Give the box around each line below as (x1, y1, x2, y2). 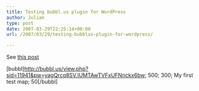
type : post (6, 20, 34, 26)
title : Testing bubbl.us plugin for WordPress (6, 8, 126, 15)
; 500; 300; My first (144, 72, 194, 79)
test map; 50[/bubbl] (6, 78, 58, 86)
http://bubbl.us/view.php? (24, 65, 89, 73)
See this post (6, 53, 39, 61)
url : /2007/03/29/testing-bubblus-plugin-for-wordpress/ (6, 32, 153, 38)
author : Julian (6, 15, 45, 21)
